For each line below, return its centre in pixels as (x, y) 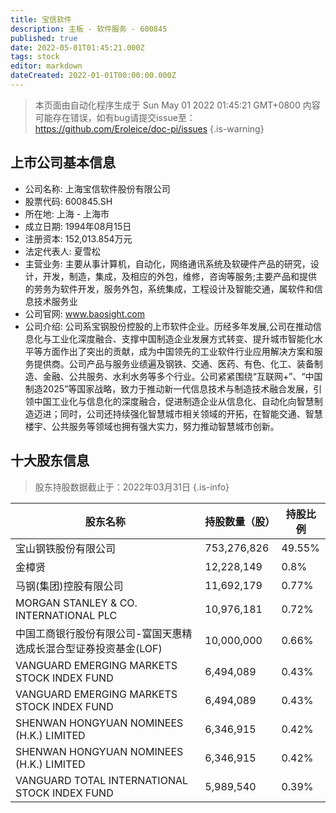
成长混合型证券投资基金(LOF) (94, 648)
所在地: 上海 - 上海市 (67, 213)
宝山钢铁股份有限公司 (66, 548)
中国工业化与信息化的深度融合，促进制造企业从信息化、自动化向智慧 (174, 401)
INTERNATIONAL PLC (66, 615)
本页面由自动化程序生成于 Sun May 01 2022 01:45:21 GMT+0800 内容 (177, 105)
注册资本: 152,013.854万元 (78, 238)
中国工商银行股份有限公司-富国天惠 (99, 633)
